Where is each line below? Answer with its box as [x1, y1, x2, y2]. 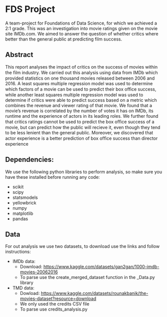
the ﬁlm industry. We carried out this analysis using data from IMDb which [5, 69, 158, 76]
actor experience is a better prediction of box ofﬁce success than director [5, 135, 158, 141]
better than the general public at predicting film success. [5, 36, 122, 42]
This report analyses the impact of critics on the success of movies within [5, 64, 158, 70]
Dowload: [20, 290, 40, 296]
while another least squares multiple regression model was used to [5, 92, 143, 98]
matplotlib [12, 210, 34, 216]
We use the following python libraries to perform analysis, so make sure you [5, 169, 162, 175]
